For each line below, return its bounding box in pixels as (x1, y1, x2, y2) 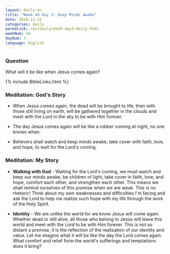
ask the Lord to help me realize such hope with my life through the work (12, 195, 164, 201)
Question (5, 57, 29, 64)
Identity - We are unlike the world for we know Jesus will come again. (12, 210, 160, 216)
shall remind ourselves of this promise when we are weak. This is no (12, 184, 156, 190)
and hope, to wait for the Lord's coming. (12, 144, 97, 150)
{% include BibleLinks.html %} (5, 79, 69, 85)
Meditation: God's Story (5, 91, 66, 98)
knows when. (12, 129, 41, 135)
